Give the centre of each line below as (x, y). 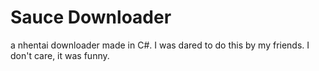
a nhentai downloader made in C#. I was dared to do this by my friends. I (160, 45)
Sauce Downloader (91, 17)
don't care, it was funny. (60, 55)
